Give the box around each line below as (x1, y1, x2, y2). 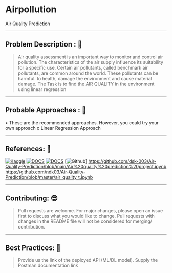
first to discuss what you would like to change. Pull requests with (17, 213, 155, 219)
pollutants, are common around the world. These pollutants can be (17, 70, 159, 76)
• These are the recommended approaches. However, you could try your (5, 119, 159, 126)
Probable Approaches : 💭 (5, 106, 87, 115)
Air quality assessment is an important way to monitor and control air (17, 54, 163, 60)
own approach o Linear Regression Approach (5, 125, 101, 131)
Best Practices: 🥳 (5, 243, 61, 252)
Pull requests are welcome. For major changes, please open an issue (17, 208, 163, 214)
